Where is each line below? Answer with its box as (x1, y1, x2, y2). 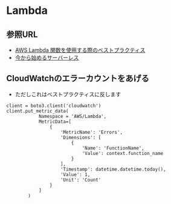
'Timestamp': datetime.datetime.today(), (60, 166, 166, 173)
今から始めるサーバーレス (15, 54, 79, 61)
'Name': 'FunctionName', (82, 145, 145, 151)
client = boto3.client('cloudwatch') (6, 102, 102, 109)
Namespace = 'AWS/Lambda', (38, 113, 107, 119)
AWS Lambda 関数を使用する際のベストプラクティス (15, 47, 146, 53)
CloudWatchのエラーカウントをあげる (6, 73, 150, 84)
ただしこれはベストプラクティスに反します (15, 90, 121, 97)
